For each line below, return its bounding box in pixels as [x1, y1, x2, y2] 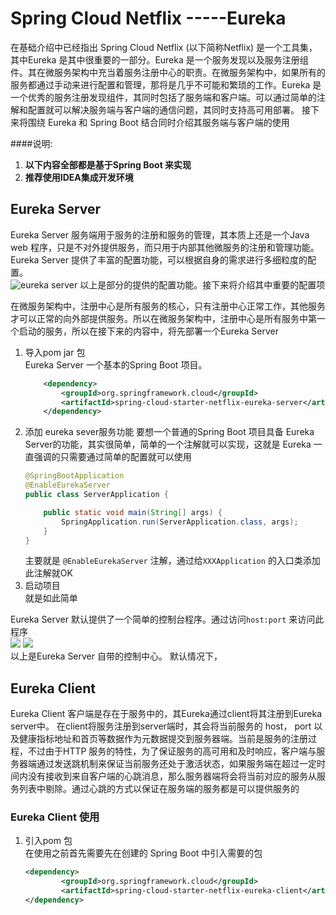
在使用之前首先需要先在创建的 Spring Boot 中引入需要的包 [24, 847, 263, 859]
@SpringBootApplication [24, 471, 125, 481]
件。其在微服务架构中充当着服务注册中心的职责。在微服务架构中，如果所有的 [10, 66, 326, 78]
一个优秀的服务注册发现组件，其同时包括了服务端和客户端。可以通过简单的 [10, 91, 317, 103]
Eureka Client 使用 [10, 810, 100, 824]
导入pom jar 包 [24, 346, 86, 358]
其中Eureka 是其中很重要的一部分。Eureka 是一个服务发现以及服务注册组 [10, 53, 309, 66]
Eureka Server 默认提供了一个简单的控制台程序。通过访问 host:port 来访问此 [10, 613, 325, 626]
